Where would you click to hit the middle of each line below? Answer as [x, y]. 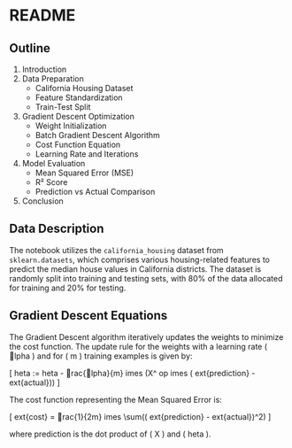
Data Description [57, 229]
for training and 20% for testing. [68, 288]
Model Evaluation [54, 163]
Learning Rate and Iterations [87, 154]
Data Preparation [53, 79]
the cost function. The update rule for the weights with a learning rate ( [138, 346]
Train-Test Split [63, 107]
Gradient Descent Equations [88, 316]
